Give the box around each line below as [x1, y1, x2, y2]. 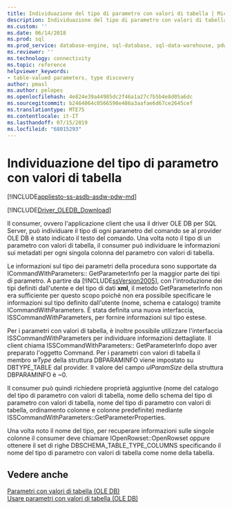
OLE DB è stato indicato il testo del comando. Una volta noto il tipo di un [7, 234, 212, 242]
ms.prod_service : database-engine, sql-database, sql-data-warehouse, [7, 42, 215, 49]
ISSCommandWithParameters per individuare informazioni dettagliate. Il [7, 334, 212, 342]
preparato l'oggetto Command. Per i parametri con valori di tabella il [7, 349, 200, 357]
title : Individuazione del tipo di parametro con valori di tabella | [7, 10, 215, 17]
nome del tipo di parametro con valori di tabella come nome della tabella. [7, 449, 215, 457]
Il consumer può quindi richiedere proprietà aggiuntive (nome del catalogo [7, 384, 219, 392]
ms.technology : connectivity [7, 55, 91, 62]
